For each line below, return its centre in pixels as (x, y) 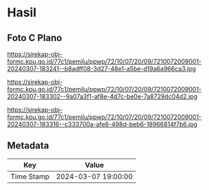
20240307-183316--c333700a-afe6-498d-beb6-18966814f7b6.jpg (102, 124)
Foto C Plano (35, 38)
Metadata (28, 146)
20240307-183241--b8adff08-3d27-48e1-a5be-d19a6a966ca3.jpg (102, 69)
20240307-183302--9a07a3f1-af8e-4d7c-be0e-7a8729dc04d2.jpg (102, 96)
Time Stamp (30, 176)
